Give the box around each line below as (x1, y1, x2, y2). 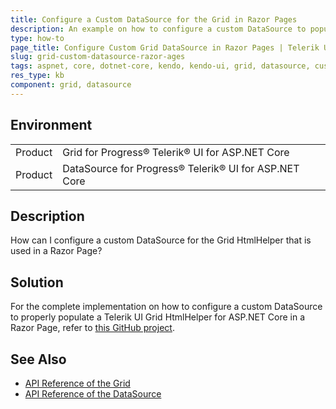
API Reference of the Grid (24, 377, 131, 389)
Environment (10, 117, 93, 134)
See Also (10, 351, 67, 368)
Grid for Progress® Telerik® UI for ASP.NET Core (62, 145, 290, 159)
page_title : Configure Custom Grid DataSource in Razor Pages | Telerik (10, 42, 320, 53)
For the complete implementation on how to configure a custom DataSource (10, 301, 323, 313)
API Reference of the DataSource (24, 388, 162, 400)
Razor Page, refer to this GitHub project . (10, 322, 175, 334)
